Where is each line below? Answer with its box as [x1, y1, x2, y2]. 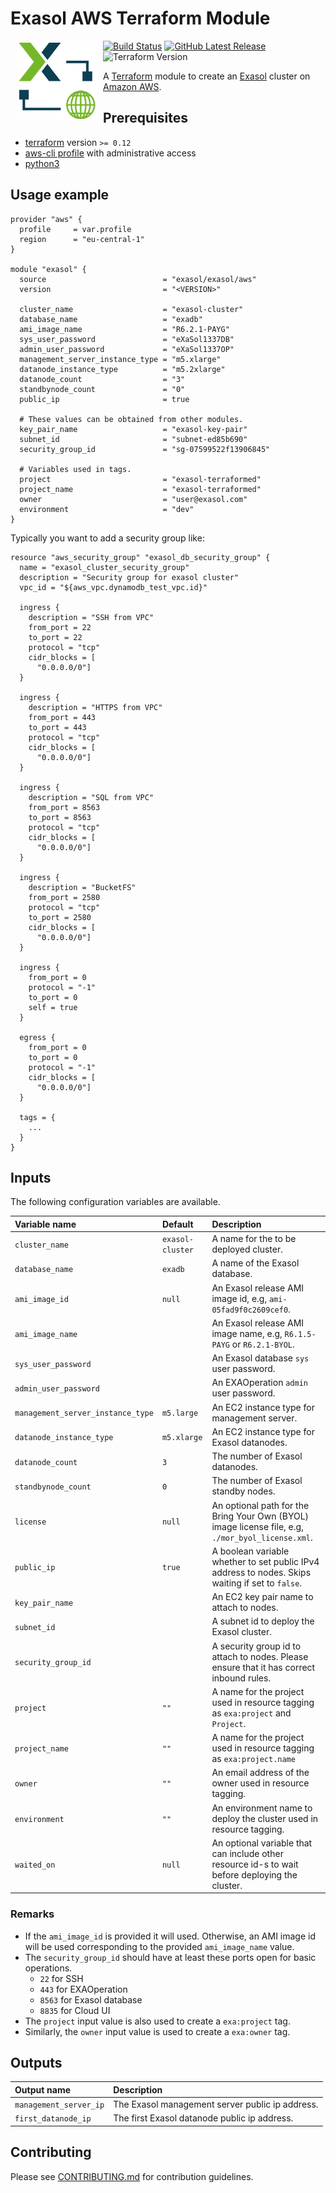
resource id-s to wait [211, 1858, 299, 1870]
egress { [19, 1032, 56, 1042]
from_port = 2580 [28, 892, 101, 902]
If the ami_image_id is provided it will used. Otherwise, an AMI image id [24, 1930, 317, 1942]
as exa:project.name [211, 1753, 296, 1765]
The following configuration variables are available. [10, 1196, 221, 1208]
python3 [24, 157, 60, 169]
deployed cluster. [211, 1243, 283, 1256]
